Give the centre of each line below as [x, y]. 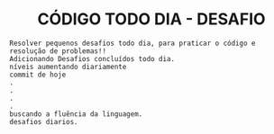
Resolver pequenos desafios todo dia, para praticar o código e [132, 43]
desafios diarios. [44, 121]
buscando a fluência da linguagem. [76, 114]
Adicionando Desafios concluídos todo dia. [92, 58]
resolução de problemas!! [58, 51]
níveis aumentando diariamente [68, 67]
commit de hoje [38, 75]
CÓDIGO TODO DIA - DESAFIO [151, 19]
